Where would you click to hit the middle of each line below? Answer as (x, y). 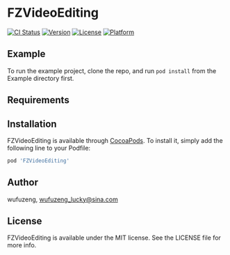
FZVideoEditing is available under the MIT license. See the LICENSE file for (114, 238)
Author (23, 183)
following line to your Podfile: (49, 148)
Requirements (38, 100)
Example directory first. (41, 78)
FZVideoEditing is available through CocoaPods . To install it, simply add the (115, 140)
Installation (32, 124)
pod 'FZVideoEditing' (39, 161)
